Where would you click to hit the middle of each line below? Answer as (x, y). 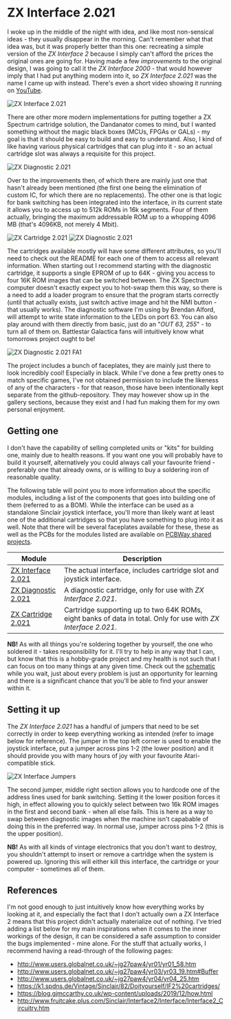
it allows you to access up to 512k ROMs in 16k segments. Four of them (108, 209)
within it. (19, 688)
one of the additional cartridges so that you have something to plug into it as (115, 519)
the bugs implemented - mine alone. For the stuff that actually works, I (107, 944)
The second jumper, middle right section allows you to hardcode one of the (113, 790)
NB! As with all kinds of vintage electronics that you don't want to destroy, (112, 847)
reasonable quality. (34, 477)
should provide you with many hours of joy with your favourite (95, 755)
